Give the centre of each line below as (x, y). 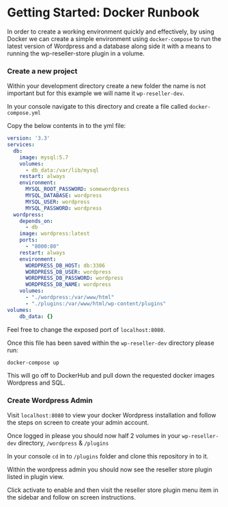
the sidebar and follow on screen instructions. (72, 497)
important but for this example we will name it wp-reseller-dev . (96, 93)
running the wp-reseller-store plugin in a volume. (76, 53)
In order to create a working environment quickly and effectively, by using (111, 31)
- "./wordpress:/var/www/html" (70, 298)
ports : (29, 240)
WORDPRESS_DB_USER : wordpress (68, 272)
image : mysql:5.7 (44, 157)
